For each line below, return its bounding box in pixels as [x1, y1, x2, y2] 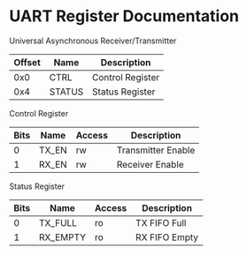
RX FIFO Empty [135, 231, 199, 244]
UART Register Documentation [9, 6, 239, 26]
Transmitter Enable [116, 144, 196, 156]
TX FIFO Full [135, 216, 187, 229]
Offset [13, 56, 42, 68]
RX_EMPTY [38, 231, 87, 244]
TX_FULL [38, 216, 78, 229]
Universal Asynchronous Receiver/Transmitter [9, 35, 177, 46]
